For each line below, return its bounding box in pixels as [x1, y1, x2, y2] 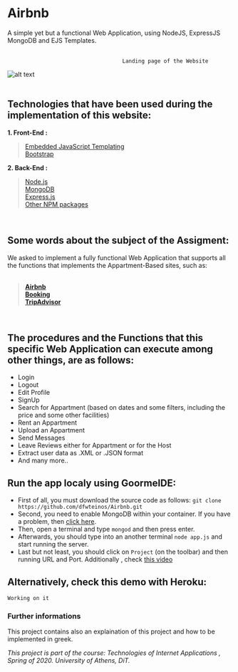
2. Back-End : [7, 163, 48, 172]
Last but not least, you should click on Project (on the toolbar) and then [17, 547, 228, 557]
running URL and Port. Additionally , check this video [17, 555, 173, 564]
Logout [17, 381, 39, 389]
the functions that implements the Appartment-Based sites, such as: [7, 261, 208, 269]
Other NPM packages [24, 200, 89, 208]
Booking [24, 290, 51, 299]
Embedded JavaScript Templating [24, 142, 125, 150]
